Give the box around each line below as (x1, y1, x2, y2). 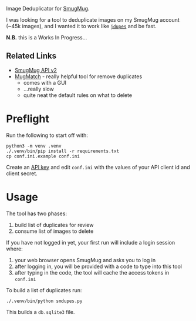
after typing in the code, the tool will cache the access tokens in (14, 269, 170, 276)
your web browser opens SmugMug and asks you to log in (14, 256, 156, 263)
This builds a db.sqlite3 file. (6, 308, 75, 315)
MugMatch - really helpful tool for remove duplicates (14, 73, 143, 80)
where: (6, 245, 23, 252)
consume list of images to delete (14, 228, 94, 235)
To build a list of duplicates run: (6, 286, 82, 293)
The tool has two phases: (6, 210, 67, 217)
